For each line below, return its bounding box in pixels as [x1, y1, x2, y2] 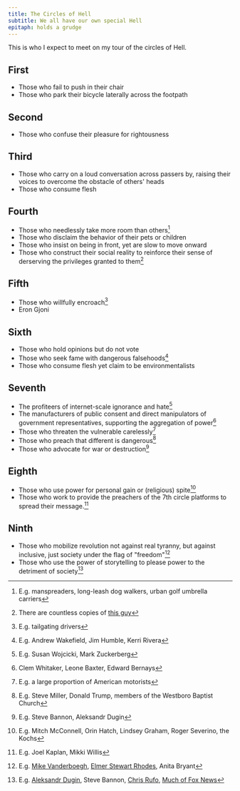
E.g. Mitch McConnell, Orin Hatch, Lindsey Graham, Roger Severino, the [18, 727, 230, 735]
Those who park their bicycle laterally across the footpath [18, 91, 188, 99]
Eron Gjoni [18, 305, 49, 314]
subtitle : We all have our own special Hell [8, 17, 142, 24]
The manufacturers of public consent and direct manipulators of [18, 409, 207, 418]
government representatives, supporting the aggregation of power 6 [18, 417, 216, 427]
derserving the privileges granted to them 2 [18, 256, 145, 265]
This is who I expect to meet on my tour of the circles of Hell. [8, 44, 187, 52]
